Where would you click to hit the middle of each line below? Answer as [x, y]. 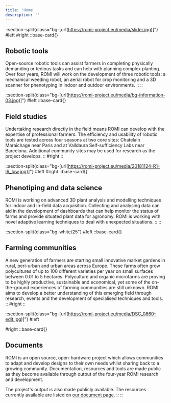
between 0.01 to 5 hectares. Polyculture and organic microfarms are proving [85, 276]
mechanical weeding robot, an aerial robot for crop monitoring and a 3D [81, 79]
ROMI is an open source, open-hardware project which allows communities [84, 357]
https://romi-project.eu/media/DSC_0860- [112, 314]
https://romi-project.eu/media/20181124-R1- [114, 166]
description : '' [22, 15]
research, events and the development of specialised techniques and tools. [84, 298]
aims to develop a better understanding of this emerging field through [79, 293]
